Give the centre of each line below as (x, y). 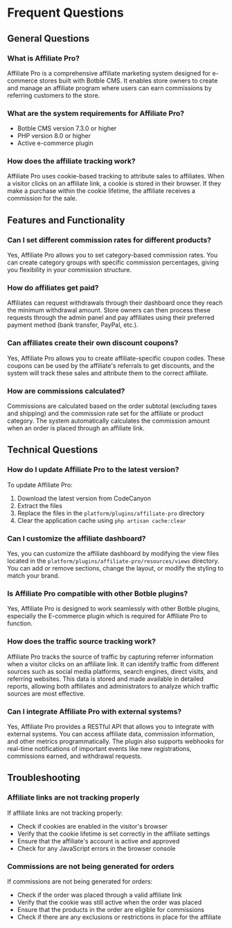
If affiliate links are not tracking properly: (65, 813)
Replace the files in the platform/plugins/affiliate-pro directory (111, 513)
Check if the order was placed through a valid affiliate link (99, 895)
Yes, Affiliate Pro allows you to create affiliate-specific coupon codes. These (116, 358)
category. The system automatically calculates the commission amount (108, 421)
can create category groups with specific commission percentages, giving (113, 262)
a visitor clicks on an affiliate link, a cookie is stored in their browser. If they (114, 184)
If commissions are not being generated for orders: (80, 881)
